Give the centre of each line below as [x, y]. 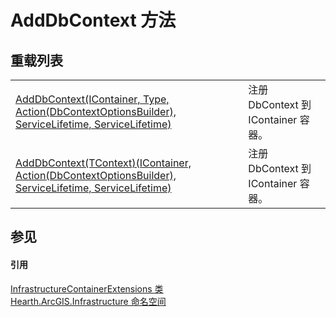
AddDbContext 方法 [93, 20]
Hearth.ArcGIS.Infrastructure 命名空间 [88, 301]
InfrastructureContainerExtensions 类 [87, 288]
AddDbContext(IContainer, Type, [92, 99]
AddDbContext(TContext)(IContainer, [103, 163]
